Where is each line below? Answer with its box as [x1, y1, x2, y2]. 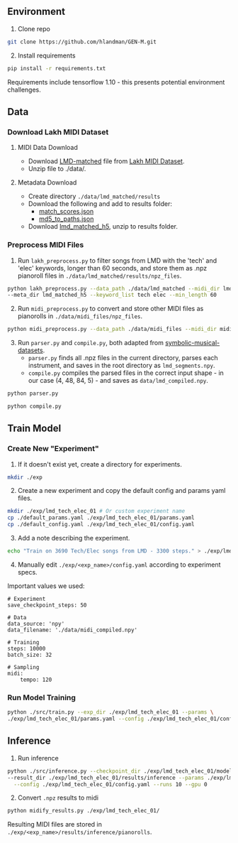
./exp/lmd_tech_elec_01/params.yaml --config [7, 715, 144, 723]
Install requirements [17, 51, 76, 60]
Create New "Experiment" [7, 444, 99, 454]
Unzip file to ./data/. [28, 165, 86, 173]
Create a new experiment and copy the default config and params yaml [17, 486, 226, 495]
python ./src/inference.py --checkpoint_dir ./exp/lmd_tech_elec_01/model [7, 767, 233, 775]
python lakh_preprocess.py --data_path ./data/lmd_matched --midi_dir [7, 285, 220, 292]
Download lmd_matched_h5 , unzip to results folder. [28, 222, 178, 231]
